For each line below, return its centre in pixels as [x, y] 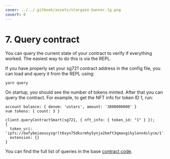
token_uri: [21, 129]
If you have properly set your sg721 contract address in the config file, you [83, 68]
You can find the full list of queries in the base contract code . [69, 151]
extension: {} [25, 138]
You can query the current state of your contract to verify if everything [79, 53]
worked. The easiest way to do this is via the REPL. [58, 59]
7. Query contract [42, 39]
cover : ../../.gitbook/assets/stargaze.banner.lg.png [63, 10]
